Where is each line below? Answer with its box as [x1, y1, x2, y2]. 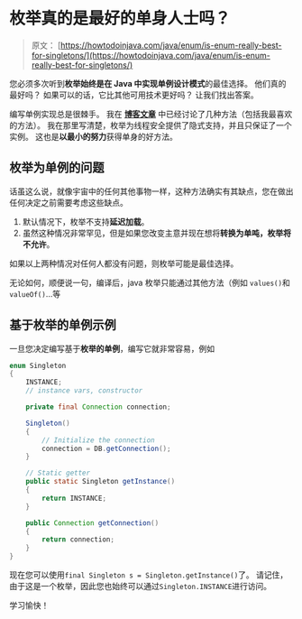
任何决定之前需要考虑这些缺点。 [9, 197, 128, 208]
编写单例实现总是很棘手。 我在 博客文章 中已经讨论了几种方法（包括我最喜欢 [9, 108, 293, 119]
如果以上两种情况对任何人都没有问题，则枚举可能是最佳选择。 [9, 258, 239, 269]
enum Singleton [9, 361, 67, 370]
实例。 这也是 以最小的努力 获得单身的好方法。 [9, 131, 178, 142]
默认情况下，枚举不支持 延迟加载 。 [22, 216, 150, 226]
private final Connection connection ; [25, 402, 171, 411]
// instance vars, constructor [25, 386, 143, 395]
